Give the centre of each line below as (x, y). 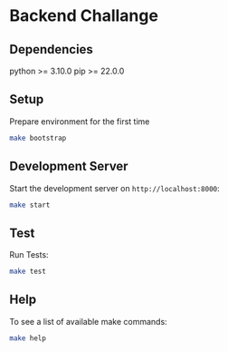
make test (28, 272)
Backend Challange (84, 16)
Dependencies (51, 49)
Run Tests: (29, 255)
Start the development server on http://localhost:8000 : (114, 188)
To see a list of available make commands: (88, 321)
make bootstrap (38, 138)
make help (28, 338)
